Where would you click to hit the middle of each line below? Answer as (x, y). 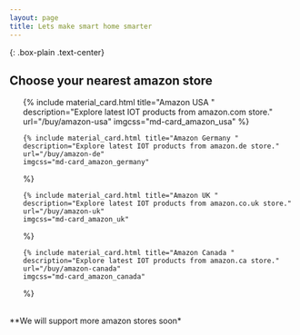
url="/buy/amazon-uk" (63, 212)
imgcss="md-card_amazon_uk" (75, 220)
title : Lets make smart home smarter (81, 26)
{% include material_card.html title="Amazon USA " (119, 103)
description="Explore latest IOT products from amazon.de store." (151, 146)
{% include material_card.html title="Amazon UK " (120, 196)
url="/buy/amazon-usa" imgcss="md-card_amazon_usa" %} (136, 122)
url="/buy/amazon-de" (63, 154)
